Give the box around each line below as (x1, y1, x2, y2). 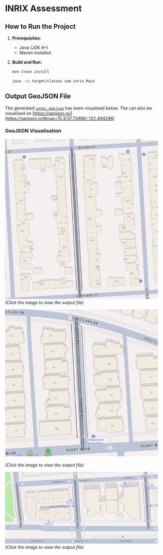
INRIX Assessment (5, 3, 82, 14)
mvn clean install (12, 69, 49, 74)
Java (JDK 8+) (19, 45, 49, 50)
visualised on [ (5, 110, 34, 116)
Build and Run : (12, 59, 42, 65)
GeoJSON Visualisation (5, 128, 62, 134)
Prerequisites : (12, 35, 41, 41)
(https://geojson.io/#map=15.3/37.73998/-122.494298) (5, 115, 115, 121)
